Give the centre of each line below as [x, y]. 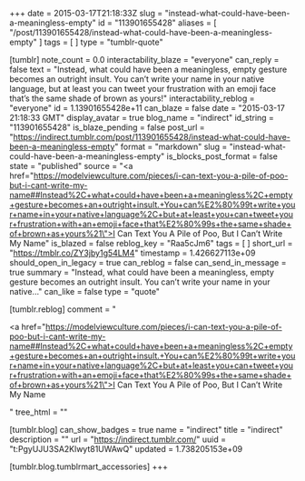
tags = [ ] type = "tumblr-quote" [103, 42]
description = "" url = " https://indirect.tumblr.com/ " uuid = [118, 439]
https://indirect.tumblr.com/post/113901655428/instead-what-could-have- [152, 137]
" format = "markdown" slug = [171, 146]
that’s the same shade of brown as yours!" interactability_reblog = [132, 98]
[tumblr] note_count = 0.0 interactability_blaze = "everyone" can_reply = [144, 60]
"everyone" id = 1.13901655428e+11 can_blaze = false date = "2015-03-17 [148, 108]
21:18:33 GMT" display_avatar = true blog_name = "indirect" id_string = [142, 118]
